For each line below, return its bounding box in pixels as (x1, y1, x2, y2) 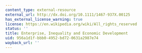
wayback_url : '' (5, 40, 40, 45)
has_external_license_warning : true (5, 17, 83, 22)
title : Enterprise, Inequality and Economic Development (5, 31, 128, 36)
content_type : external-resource (5, 7, 76, 13)
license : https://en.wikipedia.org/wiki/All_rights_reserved (5, 21, 137, 27)
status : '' (5, 26, 28, 31)
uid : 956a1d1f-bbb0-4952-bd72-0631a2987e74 (5, 36, 99, 41)
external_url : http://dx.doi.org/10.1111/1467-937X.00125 (5, 12, 130, 17)
